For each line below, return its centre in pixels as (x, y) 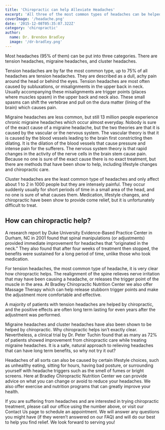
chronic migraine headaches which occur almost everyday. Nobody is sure (81, 122)
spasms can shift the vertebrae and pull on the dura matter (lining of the (78, 102)
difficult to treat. (21, 205)
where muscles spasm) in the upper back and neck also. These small (75, 97)
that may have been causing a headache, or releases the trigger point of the (82, 279)
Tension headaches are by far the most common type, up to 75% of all (76, 71)
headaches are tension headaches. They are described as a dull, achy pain (81, 76)
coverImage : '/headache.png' (35, 19)
